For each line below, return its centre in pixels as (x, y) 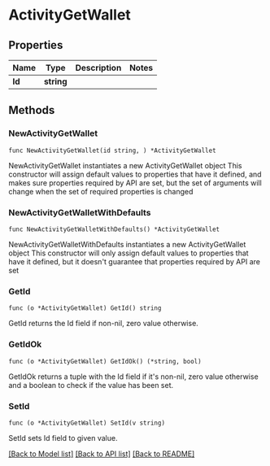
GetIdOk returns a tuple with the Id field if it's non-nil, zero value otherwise (133, 377)
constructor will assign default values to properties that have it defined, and (135, 174)
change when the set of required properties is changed (101, 191)
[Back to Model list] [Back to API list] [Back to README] (102, 454)
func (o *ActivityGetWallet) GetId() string (85, 308)
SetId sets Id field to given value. (63, 438)
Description (98, 68)
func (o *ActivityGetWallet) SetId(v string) (87, 423)
